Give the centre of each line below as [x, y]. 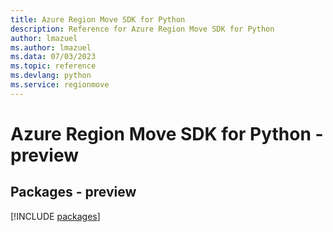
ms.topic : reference [53, 66]
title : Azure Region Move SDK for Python [98, 19]
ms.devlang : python [51, 76]
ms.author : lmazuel [51, 47]
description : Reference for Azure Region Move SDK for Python [142, 29]
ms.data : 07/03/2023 [53, 57]
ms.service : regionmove [60, 85]
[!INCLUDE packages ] [55, 216]
